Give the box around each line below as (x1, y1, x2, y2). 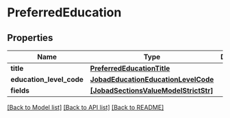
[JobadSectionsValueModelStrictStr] (90, 86, 214, 95)
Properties (7, 32, 53, 44)
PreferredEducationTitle (90, 63, 170, 73)
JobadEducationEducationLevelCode (90, 75, 214, 84)
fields (10, 86, 29, 95)
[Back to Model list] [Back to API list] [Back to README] (7, 104, 164, 111)
